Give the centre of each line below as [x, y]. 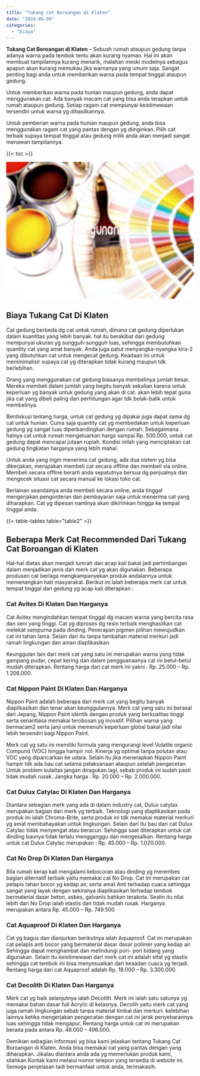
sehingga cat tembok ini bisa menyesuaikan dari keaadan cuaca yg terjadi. [98, 963]
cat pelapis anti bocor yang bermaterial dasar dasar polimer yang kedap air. [99, 944]
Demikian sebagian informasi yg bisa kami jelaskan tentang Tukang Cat [93, 1041]
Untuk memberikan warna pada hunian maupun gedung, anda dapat [90, 93]
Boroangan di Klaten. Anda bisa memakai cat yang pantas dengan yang [94, 1048]
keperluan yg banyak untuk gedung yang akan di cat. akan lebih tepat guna [99, 392]
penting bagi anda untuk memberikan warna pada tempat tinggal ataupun [96, 75]
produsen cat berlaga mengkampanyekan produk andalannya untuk [89, 576]
